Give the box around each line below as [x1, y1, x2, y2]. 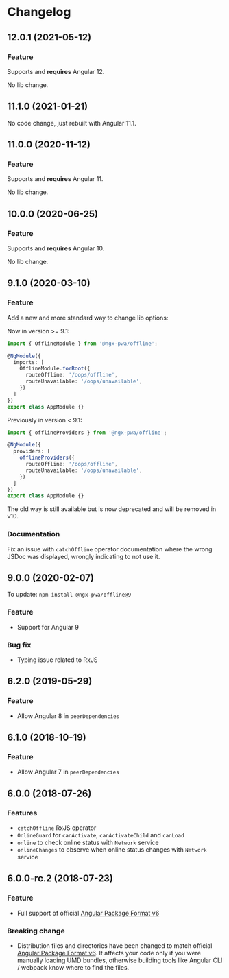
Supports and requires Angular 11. [7, 175, 104, 183]
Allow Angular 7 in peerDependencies [16, 767, 120, 776]
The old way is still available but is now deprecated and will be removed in [7, 505, 217, 513]
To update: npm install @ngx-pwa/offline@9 [7, 591, 132, 599]
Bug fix [7, 640, 32, 649]
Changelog [7, 4, 71, 20]
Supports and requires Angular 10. [7, 244, 105, 252]
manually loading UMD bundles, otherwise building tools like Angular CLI [16, 956, 223, 964]
